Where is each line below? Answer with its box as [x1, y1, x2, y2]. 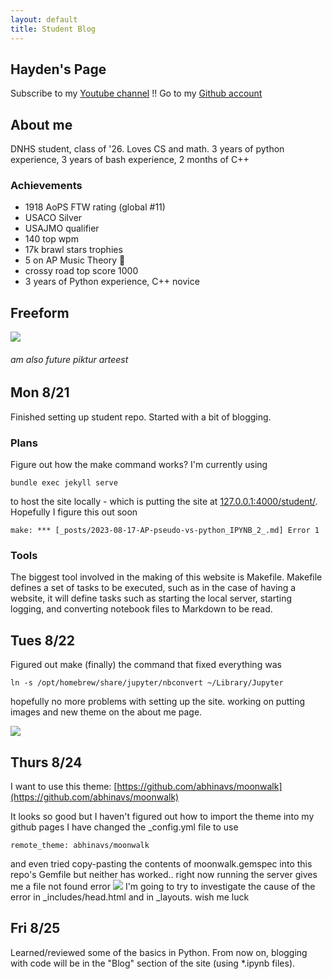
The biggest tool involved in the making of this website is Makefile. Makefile [10, 571, 323, 583]
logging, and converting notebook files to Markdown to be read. [10, 603, 273, 615]
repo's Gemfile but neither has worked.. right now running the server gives [10, 869, 318, 881]
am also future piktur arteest [10, 353, 129, 365]
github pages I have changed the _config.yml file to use [10, 821, 239, 833]
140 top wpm [24, 233, 79, 245]
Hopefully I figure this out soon [10, 506, 138, 518]
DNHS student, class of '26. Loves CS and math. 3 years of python [10, 143, 285, 155]
